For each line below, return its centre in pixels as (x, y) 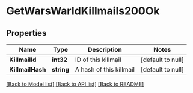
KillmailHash (28, 69)
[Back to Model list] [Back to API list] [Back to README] (75, 84)
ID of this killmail (98, 60)
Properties (26, 33)
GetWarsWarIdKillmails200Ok (83, 11)
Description (105, 50)
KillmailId (23, 60)
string (61, 69)
